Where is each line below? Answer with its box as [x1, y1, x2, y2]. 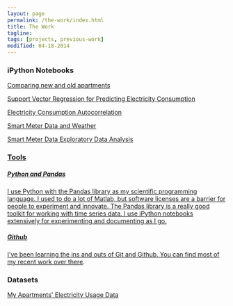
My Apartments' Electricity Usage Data [7, 291, 119, 299]
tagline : [7, 29, 33, 37]
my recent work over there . [7, 258, 86, 266]
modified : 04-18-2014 [7, 42, 70, 49]
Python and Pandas [7, 170, 66, 178]
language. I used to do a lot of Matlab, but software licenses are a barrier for [7, 195, 226, 203]
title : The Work [7, 23, 54, 30]
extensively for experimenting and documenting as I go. [7, 217, 167, 225]
